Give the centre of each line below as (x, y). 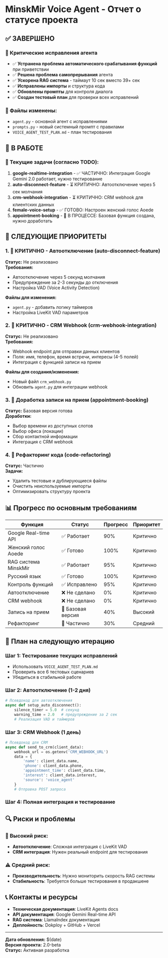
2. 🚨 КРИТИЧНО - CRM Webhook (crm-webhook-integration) (81, 325)
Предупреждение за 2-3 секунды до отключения (65, 282)
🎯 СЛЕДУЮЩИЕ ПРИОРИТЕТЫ (56, 237)
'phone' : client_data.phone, (53, 766)
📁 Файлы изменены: (31, 110)
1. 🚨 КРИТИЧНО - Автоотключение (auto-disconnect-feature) (83, 251)
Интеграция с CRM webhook (43, 442)
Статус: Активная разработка (37, 950)
